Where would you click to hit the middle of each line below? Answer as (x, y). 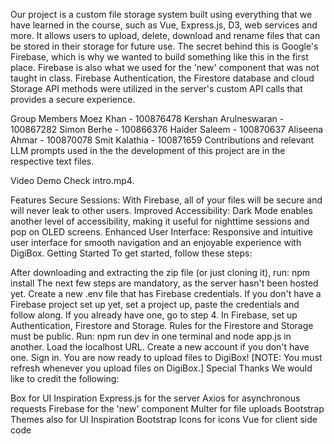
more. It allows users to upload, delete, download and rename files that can (165, 35)
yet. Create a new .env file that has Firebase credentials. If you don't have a (166, 293)
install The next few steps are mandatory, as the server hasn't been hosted (164, 283)
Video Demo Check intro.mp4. (72, 180)
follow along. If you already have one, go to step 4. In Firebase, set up (154, 315)
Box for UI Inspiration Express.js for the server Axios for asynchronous (155, 398)
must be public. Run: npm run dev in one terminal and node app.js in (151, 336)
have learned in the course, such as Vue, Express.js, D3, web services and (164, 25)
